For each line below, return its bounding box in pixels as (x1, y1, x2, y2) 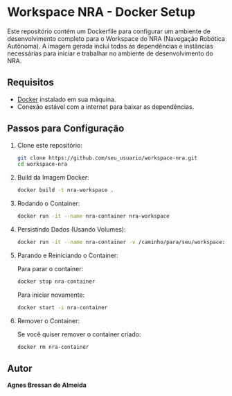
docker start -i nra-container (17, 304, 108, 311)
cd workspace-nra (17, 161, 68, 168)
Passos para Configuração (7, 123, 125, 135)
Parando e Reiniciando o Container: (17, 251, 119, 259)
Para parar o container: (17, 264, 84, 273)
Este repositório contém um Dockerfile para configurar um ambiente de (7, 27, 211, 35)
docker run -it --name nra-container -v (17, 239, 136, 246)
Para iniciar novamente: (17, 291, 85, 299)
